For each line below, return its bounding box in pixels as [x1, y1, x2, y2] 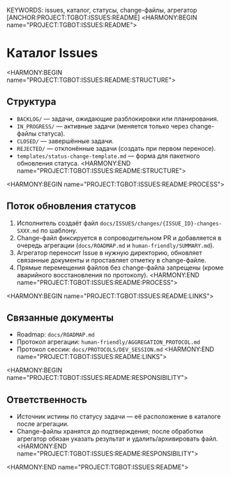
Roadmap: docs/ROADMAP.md [16, 330, 95, 339]
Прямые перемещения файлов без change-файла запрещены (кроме [16, 263, 224, 272]
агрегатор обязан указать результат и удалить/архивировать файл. [16, 434, 218, 443]
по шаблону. [40, 226, 77, 235]
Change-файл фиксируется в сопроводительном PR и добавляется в [16, 233, 222, 242]
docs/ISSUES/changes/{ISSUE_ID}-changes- [100, 220, 223, 227]
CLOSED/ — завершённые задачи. [16, 136, 114, 145]
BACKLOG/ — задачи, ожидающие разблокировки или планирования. [16, 115, 219, 123]
